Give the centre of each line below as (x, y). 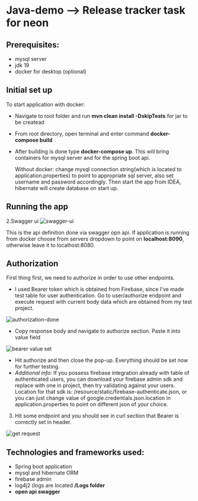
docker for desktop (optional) (50, 71)
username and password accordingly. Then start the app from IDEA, (98, 182)
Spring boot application (43, 467)
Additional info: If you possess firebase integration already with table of (102, 373)
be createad (29, 122)
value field (27, 338)
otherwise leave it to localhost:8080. (51, 245)
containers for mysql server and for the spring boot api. (82, 158)
